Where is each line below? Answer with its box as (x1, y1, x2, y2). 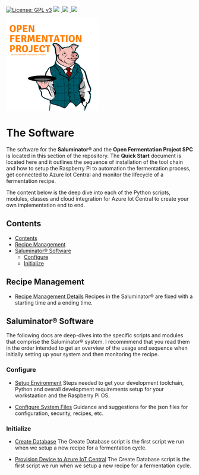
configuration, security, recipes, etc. (14, 410, 104, 417)
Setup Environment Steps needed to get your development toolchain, (14, 379, 184, 386)
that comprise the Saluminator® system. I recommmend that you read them (6, 338, 190, 346)
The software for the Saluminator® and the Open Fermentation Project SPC (6, 145, 193, 153)
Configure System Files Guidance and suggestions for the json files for (14, 403, 188, 410)
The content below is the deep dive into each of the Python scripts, (6, 189, 171, 196)
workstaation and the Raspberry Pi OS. (14, 392, 110, 399)
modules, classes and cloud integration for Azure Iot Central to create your (6, 195, 189, 202)
